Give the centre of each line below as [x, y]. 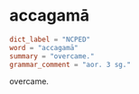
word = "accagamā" [44, 47]
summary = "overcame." [52, 56]
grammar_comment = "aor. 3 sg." [70, 64]
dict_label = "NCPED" [50, 39]
